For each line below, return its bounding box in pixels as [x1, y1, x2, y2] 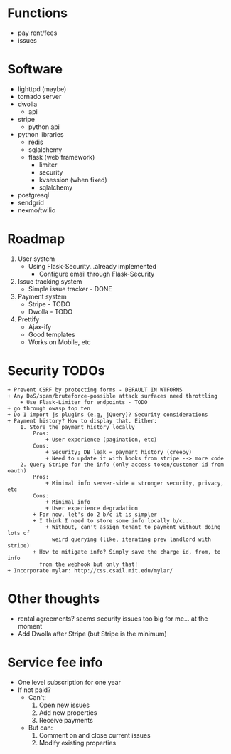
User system [17, 254, 55, 263]
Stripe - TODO [28, 299, 71, 308]
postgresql [17, 190, 50, 199]
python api [28, 123, 60, 131]
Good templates [28, 330, 76, 339]
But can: [28, 723, 53, 732]
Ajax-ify [28, 322, 52, 331]
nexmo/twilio [17, 205, 56, 215]
